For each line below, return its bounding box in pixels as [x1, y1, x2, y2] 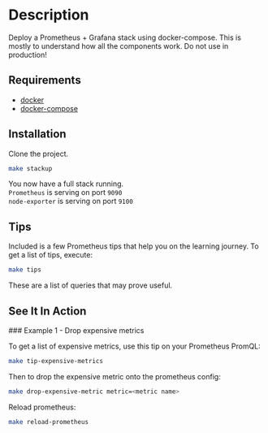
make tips [8, 266, 42, 274]
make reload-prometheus [8, 418, 89, 426]
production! [8, 50, 47, 59]
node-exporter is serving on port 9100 [8, 197, 134, 206]
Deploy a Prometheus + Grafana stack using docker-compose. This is [8, 32, 242, 42]
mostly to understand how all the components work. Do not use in [8, 41, 229, 50]
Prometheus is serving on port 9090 [8, 188, 123, 197]
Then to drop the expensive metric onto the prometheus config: [8, 371, 221, 381]
